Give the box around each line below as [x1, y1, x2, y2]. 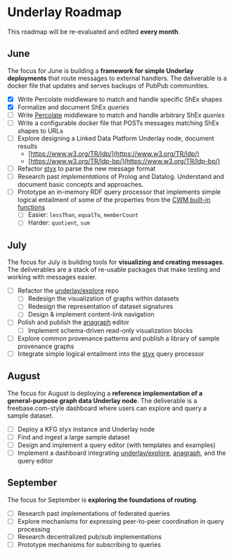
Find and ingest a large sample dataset [17, 432, 130, 441]
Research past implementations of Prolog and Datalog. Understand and [17, 173, 225, 181]
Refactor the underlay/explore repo [17, 286, 119, 295]
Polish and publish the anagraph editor [17, 318, 130, 326]
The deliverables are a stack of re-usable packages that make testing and [7, 265, 221, 274]
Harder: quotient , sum [27, 218, 90, 227]
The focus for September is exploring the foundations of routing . [7, 496, 198, 504]
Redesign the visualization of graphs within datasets [27, 294, 179, 303]
